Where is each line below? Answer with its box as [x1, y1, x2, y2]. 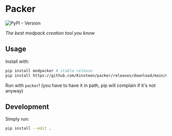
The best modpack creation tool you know [5, 30, 95, 36]
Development [5, 102, 50, 111]
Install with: [5, 58, 30, 64]
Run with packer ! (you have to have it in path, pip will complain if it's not [5, 82, 156, 88]
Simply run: [5, 116, 30, 122]
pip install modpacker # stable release [5, 68, 93, 73]
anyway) [5, 87, 24, 94]
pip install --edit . [5, 126, 52, 131]
